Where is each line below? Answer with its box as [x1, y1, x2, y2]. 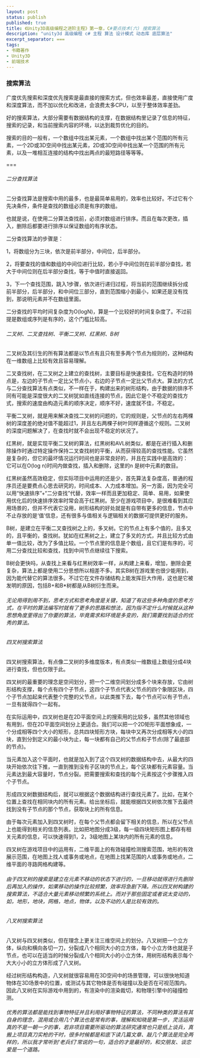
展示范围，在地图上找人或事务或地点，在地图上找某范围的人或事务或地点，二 [6, 853, 193, 860]
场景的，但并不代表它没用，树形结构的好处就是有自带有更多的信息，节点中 [11, 504, 193, 512]
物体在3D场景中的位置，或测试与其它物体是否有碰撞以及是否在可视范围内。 [6, 979, 190, 986]
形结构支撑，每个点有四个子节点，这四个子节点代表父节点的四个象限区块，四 [6, 686, 193, 693]
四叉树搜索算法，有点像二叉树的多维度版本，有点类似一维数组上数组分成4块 [6, 658, 192, 666]
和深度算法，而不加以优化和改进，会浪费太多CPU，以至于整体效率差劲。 [6, 101, 184, 108]
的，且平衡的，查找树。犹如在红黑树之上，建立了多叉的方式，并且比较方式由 [6, 532, 193, 539]
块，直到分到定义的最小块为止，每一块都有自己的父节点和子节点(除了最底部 [6, 736, 191, 743]
